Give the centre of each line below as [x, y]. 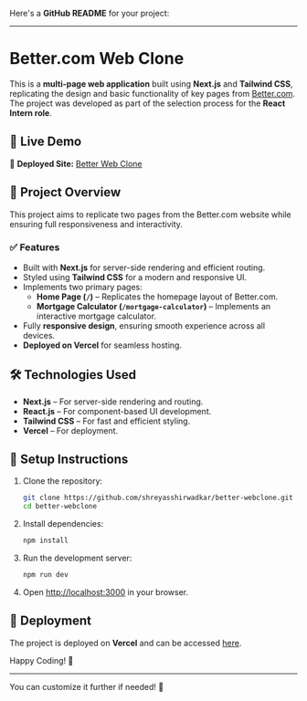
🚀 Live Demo [46, 142]
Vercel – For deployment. [70, 430]
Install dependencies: [63, 524]
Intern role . [31, 112]
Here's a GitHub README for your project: [90, 13]
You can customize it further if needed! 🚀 [87, 686]
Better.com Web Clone [97, 59]
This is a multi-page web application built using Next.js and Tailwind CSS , [151, 84]
